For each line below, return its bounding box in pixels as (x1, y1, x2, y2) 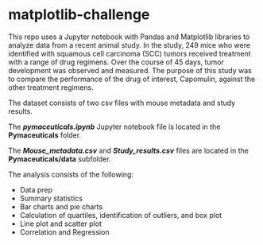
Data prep (19, 185, 53, 194)
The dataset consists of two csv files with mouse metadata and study (8, 98, 236, 107)
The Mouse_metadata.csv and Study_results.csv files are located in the (8, 146, 249, 155)
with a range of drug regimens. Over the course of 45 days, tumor (8, 57, 225, 67)
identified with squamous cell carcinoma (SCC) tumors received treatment (8, 49, 252, 58)
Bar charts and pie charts (19, 201, 103, 212)
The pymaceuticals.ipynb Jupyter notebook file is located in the (8, 122, 221, 131)
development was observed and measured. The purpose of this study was (8, 65, 252, 75)
